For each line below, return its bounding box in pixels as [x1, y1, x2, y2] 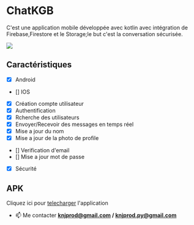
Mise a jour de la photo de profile [15, 135, 99, 142]
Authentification [15, 106, 56, 114]
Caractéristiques [6, 59, 72, 70]
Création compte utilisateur [15, 100, 84, 107]
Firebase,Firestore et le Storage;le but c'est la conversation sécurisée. [6, 30, 183, 37]
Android [15, 76, 35, 83]
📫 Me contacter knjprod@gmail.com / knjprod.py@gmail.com [15, 212, 177, 219]
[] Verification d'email [15, 147, 70, 154]
